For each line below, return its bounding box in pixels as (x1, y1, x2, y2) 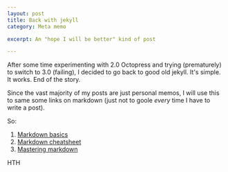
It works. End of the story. (7, 76, 81, 84)
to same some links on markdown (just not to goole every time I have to (7, 96, 211, 105)
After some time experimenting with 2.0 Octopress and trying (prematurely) (7, 60, 222, 69)
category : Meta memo (7, 23, 67, 30)
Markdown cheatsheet (17, 138, 82, 146)
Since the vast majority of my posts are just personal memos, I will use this (7, 89, 220, 97)
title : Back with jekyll (7, 17, 79, 24)
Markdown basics (17, 130, 68, 139)
